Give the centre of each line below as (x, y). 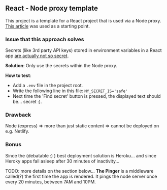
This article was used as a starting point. (48, 26)
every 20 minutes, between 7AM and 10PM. (51, 182)
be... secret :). (27, 102)
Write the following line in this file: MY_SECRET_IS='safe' (70, 91)
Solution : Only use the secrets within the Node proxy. (61, 66)
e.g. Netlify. (17, 131)
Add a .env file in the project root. (48, 86)
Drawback (18, 115)
